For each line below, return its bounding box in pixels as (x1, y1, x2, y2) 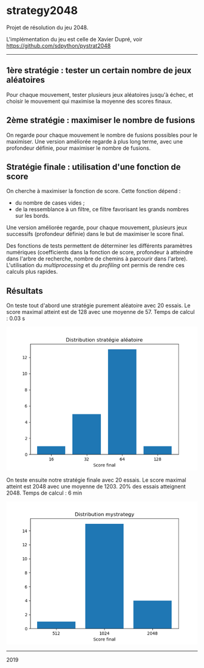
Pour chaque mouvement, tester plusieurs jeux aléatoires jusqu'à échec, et (6, 91, 194, 98)
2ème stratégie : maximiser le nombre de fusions (6, 115, 195, 125)
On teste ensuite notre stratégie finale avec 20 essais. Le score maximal (6, 476, 186, 484)
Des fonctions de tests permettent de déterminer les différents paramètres (6, 242, 192, 249)
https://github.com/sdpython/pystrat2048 (6, 42, 111, 49)
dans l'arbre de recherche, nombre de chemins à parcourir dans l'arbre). (6, 255, 188, 262)
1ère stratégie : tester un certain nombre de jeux (6, 65, 192, 76)
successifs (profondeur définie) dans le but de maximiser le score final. (6, 231, 185, 238)
